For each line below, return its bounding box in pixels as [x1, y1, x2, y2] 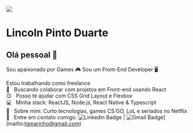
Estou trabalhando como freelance [6, 80, 91, 87]
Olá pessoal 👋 [6, 50, 58, 60]
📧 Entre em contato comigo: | [6, 114, 126, 121]
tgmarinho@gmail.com [24, 120, 80, 127]
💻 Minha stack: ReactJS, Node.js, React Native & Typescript [6, 99, 157, 106]
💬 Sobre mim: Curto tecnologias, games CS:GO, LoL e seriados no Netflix [6, 107, 188, 115]
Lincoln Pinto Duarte [6, 26, 108, 40]
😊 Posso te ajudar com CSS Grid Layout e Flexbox [6, 92, 133, 99]
